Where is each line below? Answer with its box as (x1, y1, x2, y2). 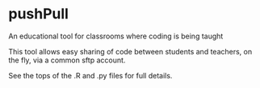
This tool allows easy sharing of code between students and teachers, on (8, 46, 253, 56)
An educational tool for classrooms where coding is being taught (8, 31, 224, 41)
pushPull (8, 5, 69, 23)
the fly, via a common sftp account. (8, 55, 126, 65)
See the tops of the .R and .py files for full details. (8, 70, 173, 80)
